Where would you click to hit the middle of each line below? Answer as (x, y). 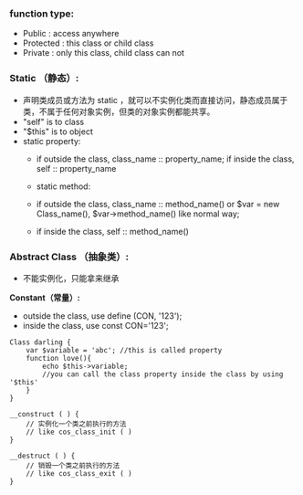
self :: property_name (76, 168)
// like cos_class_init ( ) (79, 432)
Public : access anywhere (71, 34)
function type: (42, 14)
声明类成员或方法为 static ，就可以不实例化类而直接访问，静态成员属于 (155, 100)
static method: (63, 186)
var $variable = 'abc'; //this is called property (124, 350)
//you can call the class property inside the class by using (163, 374)
